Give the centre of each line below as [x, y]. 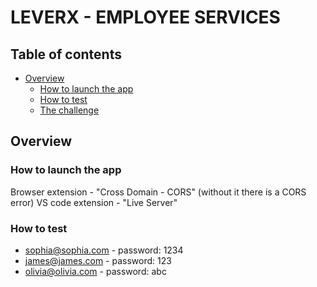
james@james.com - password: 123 [98, 260]
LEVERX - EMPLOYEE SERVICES [145, 17]
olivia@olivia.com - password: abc [95, 271]
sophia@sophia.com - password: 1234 [104, 250]
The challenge [69, 110]
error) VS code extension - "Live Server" [94, 202]
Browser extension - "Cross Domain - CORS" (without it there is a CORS [158, 192]
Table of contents [66, 54]
